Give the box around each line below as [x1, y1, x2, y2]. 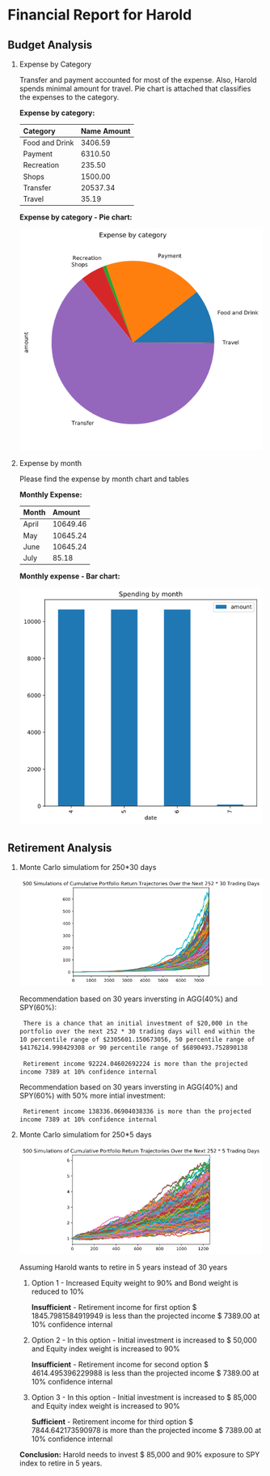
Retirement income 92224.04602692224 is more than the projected [23, 1060, 248, 1068]
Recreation [23, 160, 60, 170]
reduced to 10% [31, 1286, 85, 1297]
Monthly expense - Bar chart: [19, 571, 120, 581]
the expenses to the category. [19, 92, 120, 102]
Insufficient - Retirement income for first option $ [31, 1303, 197, 1312]
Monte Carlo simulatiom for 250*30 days [19, 863, 157, 872]
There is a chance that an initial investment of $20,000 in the [23, 1019, 248, 1027]
